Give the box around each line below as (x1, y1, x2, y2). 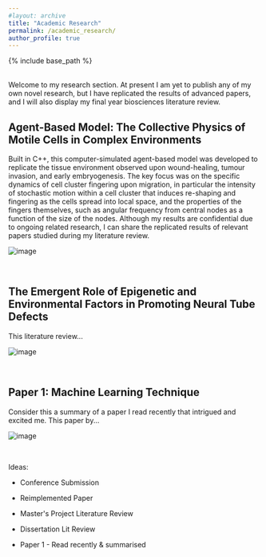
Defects (8, 310, 49, 324)
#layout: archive (8, 11, 66, 20)
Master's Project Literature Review (19, 508, 133, 518)
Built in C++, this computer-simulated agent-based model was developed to (8, 154, 258, 164)
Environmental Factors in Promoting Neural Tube (8, 297, 256, 311)
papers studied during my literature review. (8, 231, 150, 240)
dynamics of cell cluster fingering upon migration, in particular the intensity (8, 180, 256, 189)
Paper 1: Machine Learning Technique (8, 385, 200, 399)
